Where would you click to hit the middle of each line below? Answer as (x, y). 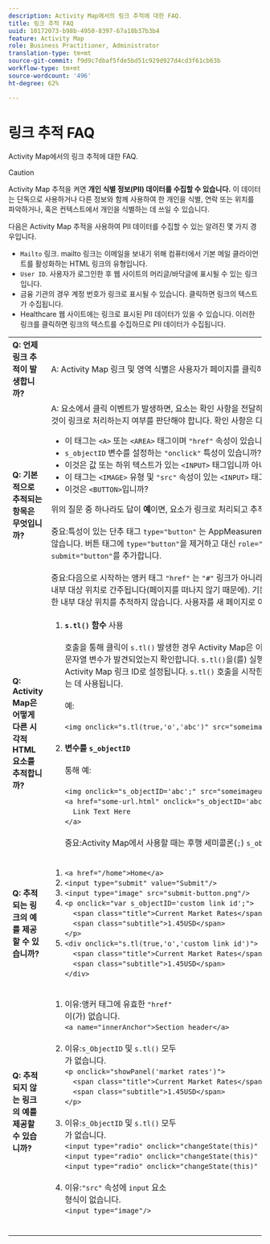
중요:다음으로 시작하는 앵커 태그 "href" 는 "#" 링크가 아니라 (157, 578)
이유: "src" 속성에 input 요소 (116, 1188)
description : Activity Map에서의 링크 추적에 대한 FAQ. (95, 16)
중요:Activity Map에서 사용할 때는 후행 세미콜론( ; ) (155, 843)
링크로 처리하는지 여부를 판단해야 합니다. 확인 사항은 (161, 421)
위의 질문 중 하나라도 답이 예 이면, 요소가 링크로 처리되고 (149, 510)
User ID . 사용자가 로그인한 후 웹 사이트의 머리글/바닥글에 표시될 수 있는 (131, 274)
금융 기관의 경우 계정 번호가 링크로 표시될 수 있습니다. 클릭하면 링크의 (128, 294)
